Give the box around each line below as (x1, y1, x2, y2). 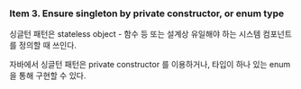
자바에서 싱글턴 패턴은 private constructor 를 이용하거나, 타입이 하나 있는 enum (9, 59, 291, 70)
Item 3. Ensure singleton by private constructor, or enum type (9, 7, 285, 20)
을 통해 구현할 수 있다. (9, 70, 87, 81)
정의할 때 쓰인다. (18, 40, 77, 51)
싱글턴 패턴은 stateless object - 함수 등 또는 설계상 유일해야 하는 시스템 (9, 29, 261, 40)
